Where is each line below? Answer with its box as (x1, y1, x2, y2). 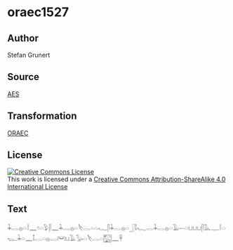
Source (7, 71, 40, 83)
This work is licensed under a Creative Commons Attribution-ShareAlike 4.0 (7, 175, 226, 183)
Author (7, 32, 39, 44)
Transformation (7, 110, 77, 122)
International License (7, 183, 68, 191)
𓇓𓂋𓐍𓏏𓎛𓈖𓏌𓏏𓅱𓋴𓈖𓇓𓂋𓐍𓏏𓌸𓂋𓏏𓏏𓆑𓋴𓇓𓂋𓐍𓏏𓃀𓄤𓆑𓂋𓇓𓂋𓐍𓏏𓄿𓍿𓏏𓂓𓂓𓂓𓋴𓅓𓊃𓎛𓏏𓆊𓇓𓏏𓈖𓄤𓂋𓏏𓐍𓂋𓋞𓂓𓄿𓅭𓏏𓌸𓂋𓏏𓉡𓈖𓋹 (7, 224, 226, 232)
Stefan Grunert (7, 51, 51, 59)
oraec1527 (7, 4, 69, 20)
